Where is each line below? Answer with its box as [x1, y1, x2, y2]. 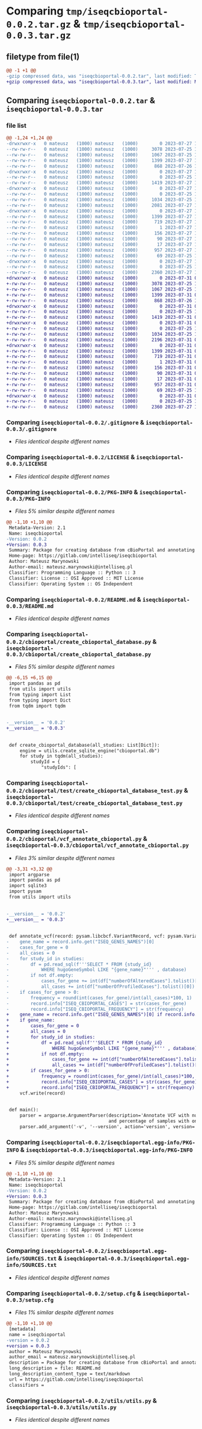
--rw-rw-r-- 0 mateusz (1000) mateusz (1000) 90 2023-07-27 [6, 236, 192, 242]
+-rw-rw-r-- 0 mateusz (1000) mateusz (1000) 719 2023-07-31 [6, 354, 192, 360]
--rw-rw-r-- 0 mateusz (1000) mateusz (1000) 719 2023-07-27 [6, 219, 192, 225]
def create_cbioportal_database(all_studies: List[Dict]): [8, 742, 161, 748]
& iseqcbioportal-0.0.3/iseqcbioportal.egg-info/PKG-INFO [20, 1145, 193, 1154]
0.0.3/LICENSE [6, 460, 47, 468]
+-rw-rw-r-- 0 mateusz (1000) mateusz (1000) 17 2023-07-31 [6, 375, 192, 382]
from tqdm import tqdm [8, 703, 66, 709]
